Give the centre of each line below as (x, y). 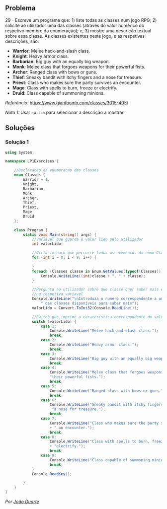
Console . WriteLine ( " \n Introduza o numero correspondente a (94, 299)
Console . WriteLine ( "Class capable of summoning (100, 460)
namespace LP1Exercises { (32, 161)
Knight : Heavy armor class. (41, 56)
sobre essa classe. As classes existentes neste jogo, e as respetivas (75, 36)
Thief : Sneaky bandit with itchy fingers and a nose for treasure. (77, 77)
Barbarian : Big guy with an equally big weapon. (61, 61)
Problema (20, 8)
